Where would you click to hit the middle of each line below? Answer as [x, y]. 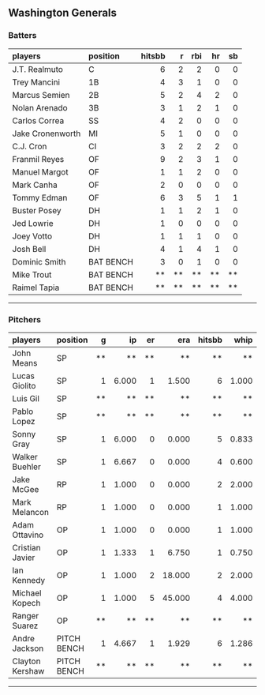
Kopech [26, 603]
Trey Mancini [36, 82]
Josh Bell [29, 249]
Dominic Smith [39, 261]
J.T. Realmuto [37, 69]
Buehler [26, 467]
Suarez [25, 625]
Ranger [26, 615]
